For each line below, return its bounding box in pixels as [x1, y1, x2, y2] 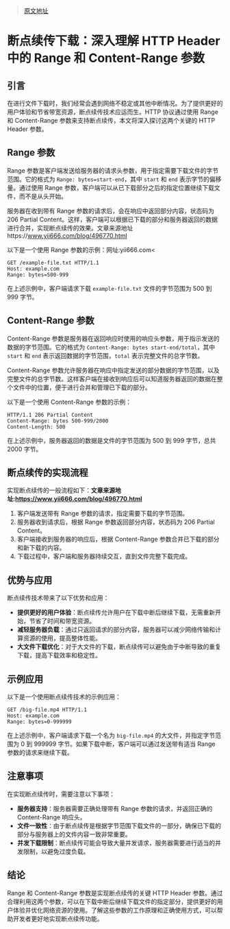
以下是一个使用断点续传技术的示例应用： [7, 692, 121, 701]
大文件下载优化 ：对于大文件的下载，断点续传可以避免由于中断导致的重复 [16, 642, 221, 651]
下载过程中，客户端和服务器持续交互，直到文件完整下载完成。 [16, 552, 192, 561]
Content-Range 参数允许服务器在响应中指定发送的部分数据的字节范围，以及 [7, 366, 220, 374]
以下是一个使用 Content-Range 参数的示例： [7, 398, 132, 406]
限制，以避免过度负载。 [23, 847, 90, 856]
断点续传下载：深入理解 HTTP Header [7, 34, 220, 49]
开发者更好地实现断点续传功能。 [12, 915, 103, 923]
